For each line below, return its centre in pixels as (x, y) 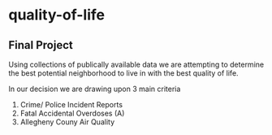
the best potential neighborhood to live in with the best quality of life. (123, 73)
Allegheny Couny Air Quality (67, 122)
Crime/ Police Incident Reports (71, 105)
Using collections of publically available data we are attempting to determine (136, 64)
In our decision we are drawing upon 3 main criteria (95, 89)
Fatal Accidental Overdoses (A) (72, 113)
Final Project (41, 45)
